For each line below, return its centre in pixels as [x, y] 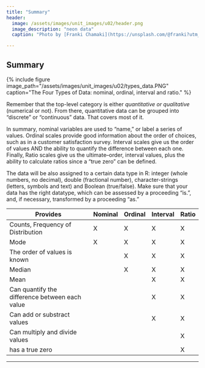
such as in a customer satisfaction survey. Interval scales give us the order [100, 142]
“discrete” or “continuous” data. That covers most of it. [75, 117]
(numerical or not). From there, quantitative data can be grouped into [93, 110]
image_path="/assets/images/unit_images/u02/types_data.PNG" [88, 85]
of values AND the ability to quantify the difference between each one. [95, 148]
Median [20, 269]
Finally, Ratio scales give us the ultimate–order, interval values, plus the [95, 155]
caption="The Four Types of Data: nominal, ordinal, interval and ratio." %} [99, 92]
